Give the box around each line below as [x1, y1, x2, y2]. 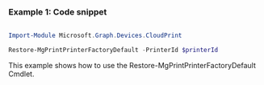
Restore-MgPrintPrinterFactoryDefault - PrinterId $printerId [8, 47, 219, 55]
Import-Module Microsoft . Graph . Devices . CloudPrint [8, 31, 182, 40]
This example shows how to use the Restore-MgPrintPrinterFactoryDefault [8, 61, 256, 71]
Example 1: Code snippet [8, 6, 107, 18]
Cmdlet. [8, 69, 35, 79]
